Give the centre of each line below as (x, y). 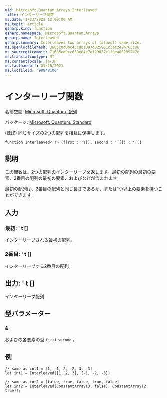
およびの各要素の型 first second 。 (41, 340)
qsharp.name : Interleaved (32, 38)
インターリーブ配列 (25, 296)
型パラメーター (28, 314)
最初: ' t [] (17, 228)
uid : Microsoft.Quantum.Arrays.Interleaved (51, 10)
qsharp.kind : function (29, 29)
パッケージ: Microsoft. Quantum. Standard (48, 122)
